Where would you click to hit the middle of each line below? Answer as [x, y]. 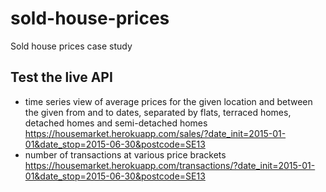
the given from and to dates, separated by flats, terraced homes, [158, 112]
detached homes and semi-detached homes [116, 123]
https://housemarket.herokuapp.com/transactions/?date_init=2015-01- [170, 165]
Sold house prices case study [71, 46]
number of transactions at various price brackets [125, 154]
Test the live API [61, 77]
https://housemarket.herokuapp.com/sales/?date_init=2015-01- [155, 133]
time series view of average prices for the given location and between [168, 101]
